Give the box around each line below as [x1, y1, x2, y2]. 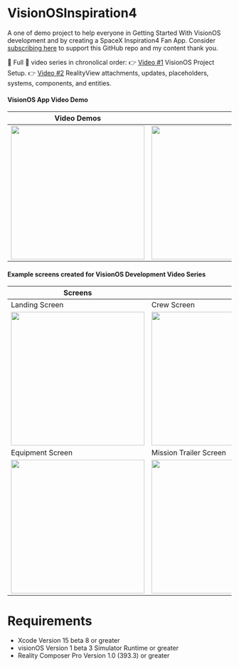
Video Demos [54, 113, 102, 123]
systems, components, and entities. [7, 78, 112, 87]
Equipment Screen [11, 448, 73, 457]
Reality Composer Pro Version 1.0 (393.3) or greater [17, 651, 170, 660]
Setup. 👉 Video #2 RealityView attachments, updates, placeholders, [7, 68, 209, 77]
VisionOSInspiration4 [7, 5, 137, 21]
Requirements [7, 613, 92, 629]
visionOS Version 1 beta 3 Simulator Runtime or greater [17, 643, 179, 653]
